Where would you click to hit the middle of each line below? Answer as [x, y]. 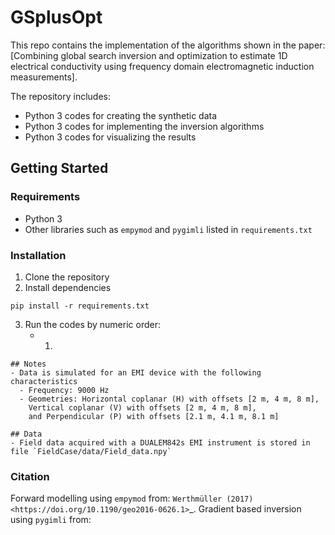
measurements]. [44, 77]
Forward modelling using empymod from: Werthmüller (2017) [132, 498]
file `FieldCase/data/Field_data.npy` [91, 451]
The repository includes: [60, 96]
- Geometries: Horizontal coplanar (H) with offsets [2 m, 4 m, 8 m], [169, 399]
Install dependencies [68, 287]
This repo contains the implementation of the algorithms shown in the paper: [168, 45]
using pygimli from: [51, 520]
